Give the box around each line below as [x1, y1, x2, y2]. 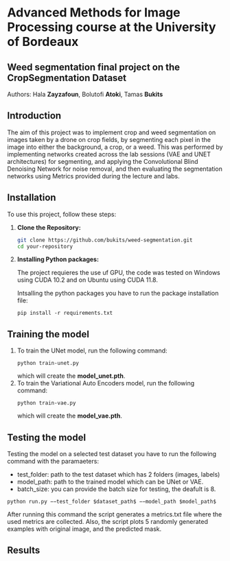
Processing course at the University [7, 19, 216, 35]
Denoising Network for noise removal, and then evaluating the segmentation [7, 165, 223, 173]
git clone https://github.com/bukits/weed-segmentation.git [16, 237, 193, 243]
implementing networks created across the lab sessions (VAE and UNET [7, 150, 211, 158]
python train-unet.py [16, 360, 79, 367]
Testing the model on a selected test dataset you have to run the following [7, 450, 217, 457]
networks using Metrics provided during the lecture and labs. [7, 171, 180, 180]
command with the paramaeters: [7, 457, 100, 465]
